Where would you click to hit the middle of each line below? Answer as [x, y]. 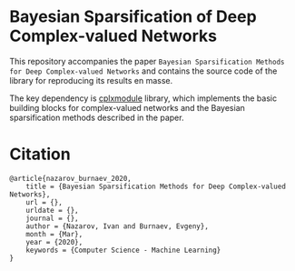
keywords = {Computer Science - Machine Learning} [123, 250]
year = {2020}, [54, 242]
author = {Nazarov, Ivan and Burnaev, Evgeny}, [117, 226]
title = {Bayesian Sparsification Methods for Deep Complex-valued [156, 186]
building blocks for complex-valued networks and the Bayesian [127, 107]
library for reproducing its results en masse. [91, 80]
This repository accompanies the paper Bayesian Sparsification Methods [147, 61]
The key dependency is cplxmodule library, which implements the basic [143, 98]
